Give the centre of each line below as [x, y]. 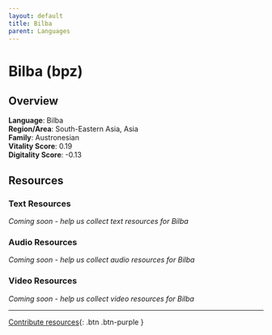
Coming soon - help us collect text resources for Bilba [98, 221]
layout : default [36, 16]
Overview [34, 101]
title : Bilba [30, 24]
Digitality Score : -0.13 [45, 155]
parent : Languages [39, 31]
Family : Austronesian [44, 138]
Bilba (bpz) [46, 71]
